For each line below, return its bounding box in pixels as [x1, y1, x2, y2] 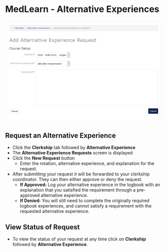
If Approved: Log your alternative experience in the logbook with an [19, 181, 160, 188]
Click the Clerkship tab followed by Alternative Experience [12, 144, 136, 150]
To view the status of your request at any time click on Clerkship [12, 236, 146, 242]
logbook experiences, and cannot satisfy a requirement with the [19, 203, 151, 209]
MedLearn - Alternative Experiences [5, 3, 159, 15]
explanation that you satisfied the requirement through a [19, 187, 136, 193]
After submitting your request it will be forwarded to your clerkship [12, 171, 150, 177]
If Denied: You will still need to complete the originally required [19, 197, 150, 203]
